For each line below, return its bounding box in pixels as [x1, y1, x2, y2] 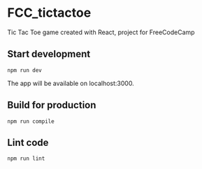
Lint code [7, 136, 49, 148]
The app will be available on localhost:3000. [7, 79, 134, 87]
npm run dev [7, 66, 42, 74]
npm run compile [7, 117, 55, 125]
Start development [7, 48, 91, 60]
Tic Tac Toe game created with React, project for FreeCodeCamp [7, 28, 195, 36]
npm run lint [7, 155, 45, 162]
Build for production [7, 99, 96, 111]
